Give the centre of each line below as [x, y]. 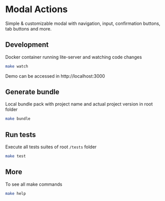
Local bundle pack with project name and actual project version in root [79, 104]
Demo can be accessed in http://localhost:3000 [55, 76]
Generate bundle [32, 92]
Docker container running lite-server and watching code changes [74, 57]
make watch [17, 66]
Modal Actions [37, 9]
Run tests [21, 135]
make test [16, 156]
